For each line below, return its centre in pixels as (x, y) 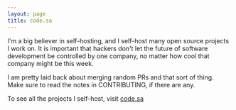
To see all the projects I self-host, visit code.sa (76, 98)
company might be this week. (50, 63)
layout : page (27, 14)
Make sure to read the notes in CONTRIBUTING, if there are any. (101, 84)
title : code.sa (30, 21)
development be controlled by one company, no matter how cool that (108, 56)
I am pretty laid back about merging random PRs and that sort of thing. (111, 77)
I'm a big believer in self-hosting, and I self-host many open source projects (118, 40)
